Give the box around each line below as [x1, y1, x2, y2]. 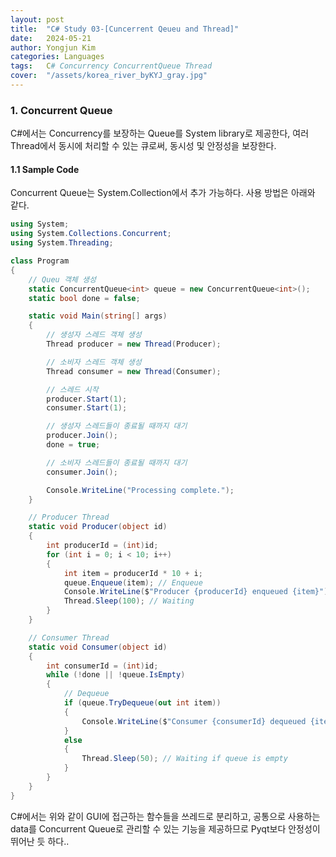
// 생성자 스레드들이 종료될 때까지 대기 [46, 421, 188, 431]
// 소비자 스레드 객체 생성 [46, 357, 142, 367]
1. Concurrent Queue [10, 103, 113, 117]
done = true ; [46, 440, 101, 450]
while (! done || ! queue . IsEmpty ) [46, 670, 186, 680]
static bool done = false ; [28, 293, 141, 303]
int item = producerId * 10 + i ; [63, 568, 203, 578]
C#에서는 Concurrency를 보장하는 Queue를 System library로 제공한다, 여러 [10, 127, 310, 140]
